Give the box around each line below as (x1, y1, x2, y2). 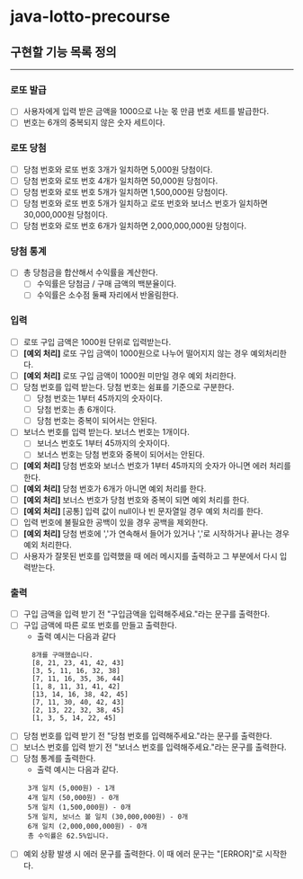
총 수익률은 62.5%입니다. (27, 831, 110, 841)
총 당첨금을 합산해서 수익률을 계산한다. (22, 267, 158, 278)
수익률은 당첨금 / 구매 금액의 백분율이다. (36, 279, 177, 289)
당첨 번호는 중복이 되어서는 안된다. (36, 415, 157, 426)
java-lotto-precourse (10, 6, 171, 27)
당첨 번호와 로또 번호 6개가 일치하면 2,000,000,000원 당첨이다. (22, 220, 247, 231)
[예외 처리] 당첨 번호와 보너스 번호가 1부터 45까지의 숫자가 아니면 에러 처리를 (22, 460, 291, 471)
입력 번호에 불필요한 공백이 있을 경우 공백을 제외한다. (22, 517, 209, 528)
